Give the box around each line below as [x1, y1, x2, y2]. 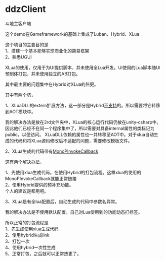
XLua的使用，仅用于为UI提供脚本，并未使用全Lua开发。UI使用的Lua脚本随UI [5, 65, 161, 70]
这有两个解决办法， [5, 159, 44, 165]
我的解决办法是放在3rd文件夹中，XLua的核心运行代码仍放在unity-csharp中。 [5, 119, 161, 125]
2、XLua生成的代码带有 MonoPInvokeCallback [5, 148, 99, 154]
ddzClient [5, 3, 46, 15]
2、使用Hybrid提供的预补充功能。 [5, 182, 74, 188]
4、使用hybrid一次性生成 [5, 244, 56, 250]
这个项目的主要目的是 [5, 41, 48, 48]
